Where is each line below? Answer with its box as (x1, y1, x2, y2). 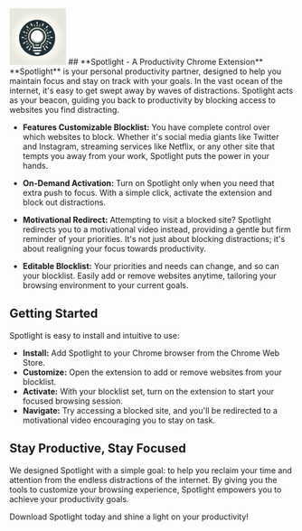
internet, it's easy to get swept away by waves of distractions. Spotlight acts (9, 85, 294, 96)
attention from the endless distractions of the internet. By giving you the (9, 474, 278, 485)
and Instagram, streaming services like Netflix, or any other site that (22, 141, 276, 152)
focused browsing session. (22, 396, 124, 406)
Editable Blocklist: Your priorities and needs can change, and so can (22, 261, 280, 271)
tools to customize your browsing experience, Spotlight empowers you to (9, 484, 282, 495)
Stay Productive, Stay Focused (9, 441, 187, 456)
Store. (22, 357, 45, 368)
